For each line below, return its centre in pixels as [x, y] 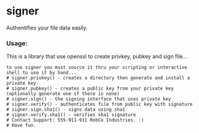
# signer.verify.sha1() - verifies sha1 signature [71, 115]
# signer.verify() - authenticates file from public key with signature [99, 104]
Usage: [17, 43]
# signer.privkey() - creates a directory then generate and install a [98, 78]
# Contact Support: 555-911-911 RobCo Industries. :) [75, 120]
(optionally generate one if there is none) [63, 94]
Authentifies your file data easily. [47, 28]
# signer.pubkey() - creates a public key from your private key [90, 88]
